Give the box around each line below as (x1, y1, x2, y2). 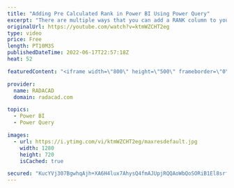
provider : (7, 81, 36, 88)
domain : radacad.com (13, 93, 73, 101)
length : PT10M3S (7, 42, 54, 49)
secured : (7, 170, 33, 178)
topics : (7, 106, 30, 113)
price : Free (7, 36, 42, 43)
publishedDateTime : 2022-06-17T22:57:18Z (7, 49, 130, 56)
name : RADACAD (13, 87, 54, 94)
